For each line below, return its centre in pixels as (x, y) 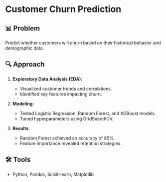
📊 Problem (23, 28)
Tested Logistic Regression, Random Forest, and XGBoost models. (88, 113)
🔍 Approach (25, 64)
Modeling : (23, 103)
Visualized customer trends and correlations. (66, 88)
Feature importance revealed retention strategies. (71, 143)
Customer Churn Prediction (63, 9)
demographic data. (25, 48)
